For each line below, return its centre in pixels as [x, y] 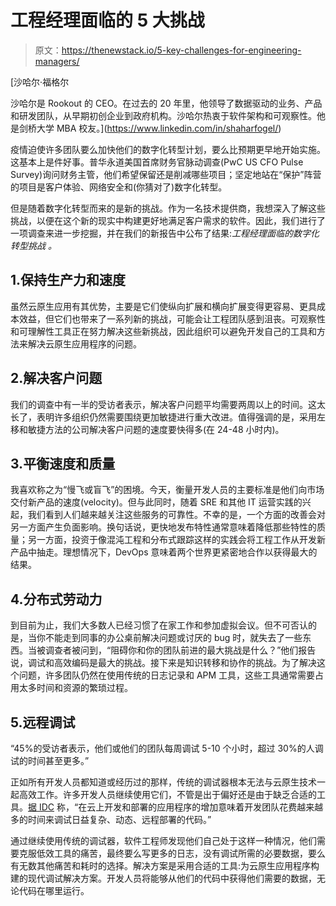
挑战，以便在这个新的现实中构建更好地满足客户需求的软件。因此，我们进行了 [168, 220]
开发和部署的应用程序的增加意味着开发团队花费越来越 [214, 807]
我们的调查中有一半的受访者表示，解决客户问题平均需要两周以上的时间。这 [163, 404]
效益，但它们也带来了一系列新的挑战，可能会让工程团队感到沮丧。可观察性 [172, 318]
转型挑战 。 [33, 245]
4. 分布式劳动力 [56, 599]
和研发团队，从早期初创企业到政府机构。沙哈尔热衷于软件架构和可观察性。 [163, 115]
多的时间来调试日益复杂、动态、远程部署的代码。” [111, 819]
